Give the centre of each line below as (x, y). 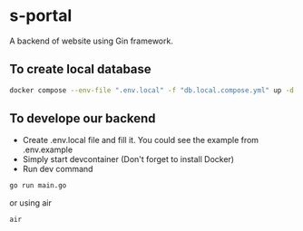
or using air (30, 203)
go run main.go (38, 186)
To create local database (80, 69)
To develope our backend (83, 119)
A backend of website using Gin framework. (92, 41)
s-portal (41, 16)
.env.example (48, 149)
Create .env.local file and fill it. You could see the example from (141, 140)
